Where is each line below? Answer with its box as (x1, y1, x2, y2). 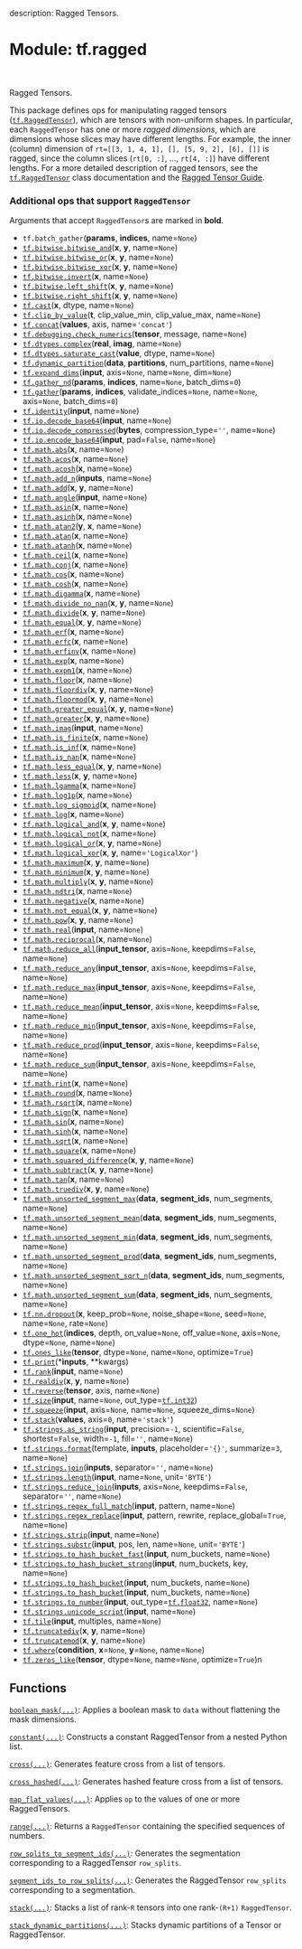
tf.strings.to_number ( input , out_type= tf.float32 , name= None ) (22, 1596, 259, 1607)
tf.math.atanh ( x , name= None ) (22, 540, 133, 551)
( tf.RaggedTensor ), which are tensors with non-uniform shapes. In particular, (9, 114, 293, 125)
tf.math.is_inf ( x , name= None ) (22, 741, 137, 753)
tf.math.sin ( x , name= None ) (22, 1116, 124, 1127)
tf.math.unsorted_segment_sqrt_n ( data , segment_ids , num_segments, (22, 1270, 286, 1281)
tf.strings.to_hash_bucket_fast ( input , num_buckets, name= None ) (22, 1549, 270, 1559)
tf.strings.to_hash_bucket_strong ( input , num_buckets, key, (22, 1558, 249, 1569)
